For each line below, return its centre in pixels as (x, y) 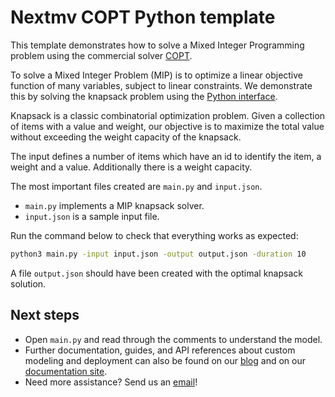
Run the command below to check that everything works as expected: (154, 235)
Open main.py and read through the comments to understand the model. (173, 339)
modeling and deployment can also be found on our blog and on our (165, 360)
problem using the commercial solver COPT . (101, 55)
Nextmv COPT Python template (143, 17)
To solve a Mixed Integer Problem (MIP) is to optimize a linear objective (157, 75)
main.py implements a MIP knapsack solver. (114, 205)
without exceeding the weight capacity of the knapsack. (126, 137)
